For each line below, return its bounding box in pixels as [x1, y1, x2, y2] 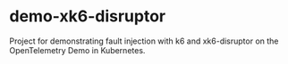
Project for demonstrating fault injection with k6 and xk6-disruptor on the [9, 36, 279, 46]
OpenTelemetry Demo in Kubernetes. [9, 44, 146, 55]
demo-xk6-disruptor [9, 6, 166, 27]
